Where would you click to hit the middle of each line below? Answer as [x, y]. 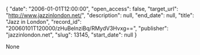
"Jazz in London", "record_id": [44, 22]
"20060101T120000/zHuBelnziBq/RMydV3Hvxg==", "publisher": [87, 28]
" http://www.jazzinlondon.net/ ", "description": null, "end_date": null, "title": [100, 15]
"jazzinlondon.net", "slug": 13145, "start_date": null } [71, 35]
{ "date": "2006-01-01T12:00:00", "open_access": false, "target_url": [92, 9]
